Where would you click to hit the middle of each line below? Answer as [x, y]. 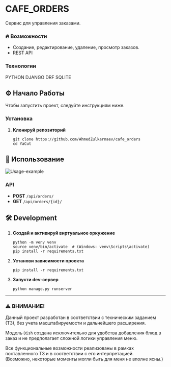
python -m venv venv [34, 242]
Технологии [21, 66]
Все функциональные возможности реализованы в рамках [69, 348]
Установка [19, 119]
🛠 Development [31, 218]
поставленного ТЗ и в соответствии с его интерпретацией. [69, 353]
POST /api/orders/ [33, 196]
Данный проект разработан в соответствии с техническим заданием [81, 317]
